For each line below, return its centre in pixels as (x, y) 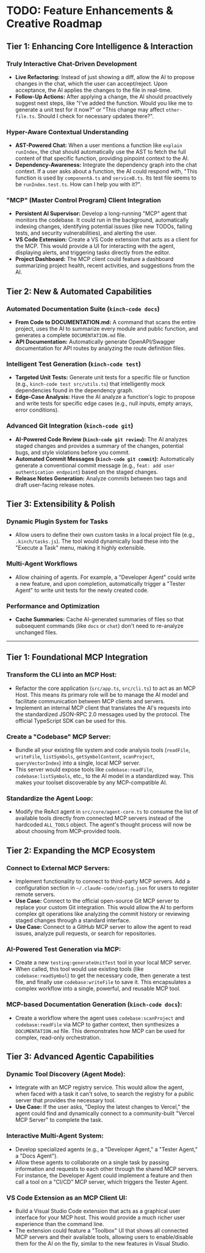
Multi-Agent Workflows (42, 564)
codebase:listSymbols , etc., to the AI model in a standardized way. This (104, 776)
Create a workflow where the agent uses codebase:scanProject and (100, 1018)
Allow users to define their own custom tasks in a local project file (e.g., (105, 535)
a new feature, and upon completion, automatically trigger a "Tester (100, 583)
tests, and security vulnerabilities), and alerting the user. (86, 233)
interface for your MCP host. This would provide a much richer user (100, 1217)
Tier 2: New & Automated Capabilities (79, 291)
